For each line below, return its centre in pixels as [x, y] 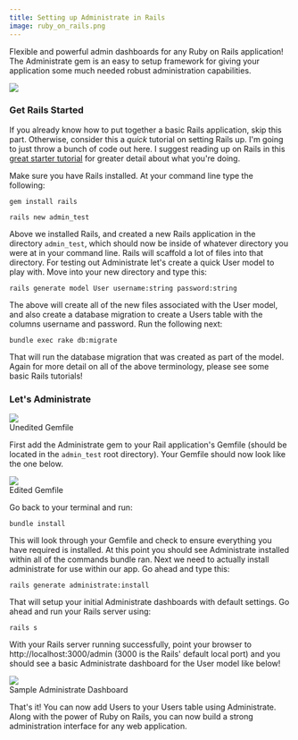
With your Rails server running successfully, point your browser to [131, 644]
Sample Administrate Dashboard [69, 690]
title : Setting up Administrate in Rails [87, 17]
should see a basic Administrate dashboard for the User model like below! [145, 664]
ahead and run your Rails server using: [80, 612]
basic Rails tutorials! [46, 376]
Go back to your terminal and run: [71, 507]
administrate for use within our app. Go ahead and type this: [120, 569]
